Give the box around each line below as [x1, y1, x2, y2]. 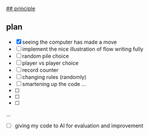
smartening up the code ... [22, 80, 87, 87]
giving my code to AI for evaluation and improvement [14, 122, 143, 129]
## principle [6, 5, 35, 12]
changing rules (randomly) [22, 73, 87, 80]
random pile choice [22, 52, 69, 60]
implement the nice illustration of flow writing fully [22, 45, 144, 52]
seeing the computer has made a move [22, 38, 117, 45]
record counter [22, 66, 59, 73]
